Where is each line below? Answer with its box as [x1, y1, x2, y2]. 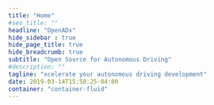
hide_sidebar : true [8, 33, 77, 42]
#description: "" [8, 63, 66, 71]
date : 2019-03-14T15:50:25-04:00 [8, 77, 119, 85]
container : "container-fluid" [8, 84, 109, 93]
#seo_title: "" [8, 19, 59, 27]
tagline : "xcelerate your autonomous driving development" [8, 70, 208, 78]
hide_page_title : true [8, 41, 83, 49]
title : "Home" [8, 11, 55, 20]
